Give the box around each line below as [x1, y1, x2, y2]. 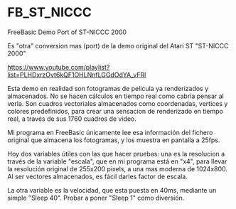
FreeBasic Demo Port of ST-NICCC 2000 [7, 28, 127, 36]
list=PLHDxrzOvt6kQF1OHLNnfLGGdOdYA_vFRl [7, 70, 146, 79]
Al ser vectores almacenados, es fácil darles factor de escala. [7, 172, 188, 181]
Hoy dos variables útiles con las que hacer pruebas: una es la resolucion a [7, 149, 225, 158]
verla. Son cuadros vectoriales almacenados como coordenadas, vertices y [7, 99, 228, 107]
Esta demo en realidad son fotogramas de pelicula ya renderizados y [7, 84, 209, 92]
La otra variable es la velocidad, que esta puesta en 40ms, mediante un [7, 186, 217, 194]
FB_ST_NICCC [7, 4, 92, 21]
